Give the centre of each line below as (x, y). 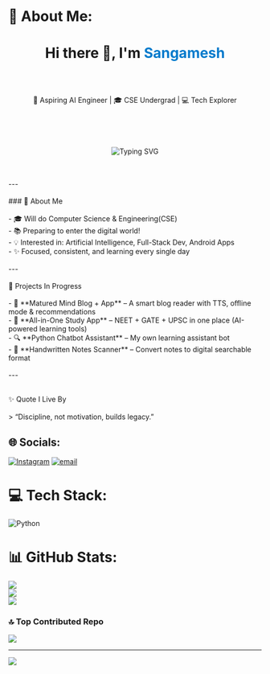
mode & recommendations (52, 312)
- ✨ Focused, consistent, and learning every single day (99, 252)
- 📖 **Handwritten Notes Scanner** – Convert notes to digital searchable (130, 350)
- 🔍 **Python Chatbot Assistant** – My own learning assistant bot (119, 338)
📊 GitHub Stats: (63, 557)
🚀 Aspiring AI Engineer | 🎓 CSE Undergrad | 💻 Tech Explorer (135, 101)
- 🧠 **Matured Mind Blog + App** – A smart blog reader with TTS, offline (130, 303)
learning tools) (63, 329)
